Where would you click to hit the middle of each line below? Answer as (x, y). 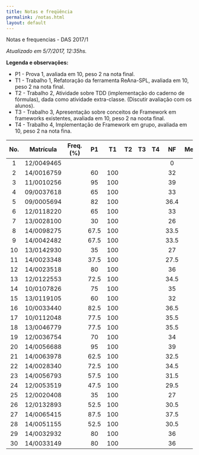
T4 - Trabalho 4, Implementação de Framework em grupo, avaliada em (101, 125)
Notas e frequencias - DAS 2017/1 (47, 40)
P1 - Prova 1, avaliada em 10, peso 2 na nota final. (75, 74)
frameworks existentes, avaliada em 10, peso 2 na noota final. (90, 118)
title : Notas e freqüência (39, 12)
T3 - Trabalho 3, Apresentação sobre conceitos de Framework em (95, 112)
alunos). (25, 106)
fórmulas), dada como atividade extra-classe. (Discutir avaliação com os (103, 99)
